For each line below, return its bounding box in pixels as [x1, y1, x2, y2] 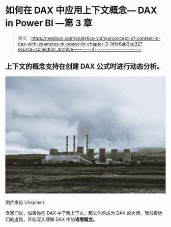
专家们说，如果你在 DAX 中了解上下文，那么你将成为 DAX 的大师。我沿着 [5, 210, 158, 216]
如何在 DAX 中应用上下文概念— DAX [5, 5, 158, 16]
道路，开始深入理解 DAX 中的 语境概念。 [14, 216, 98, 222]
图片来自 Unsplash [5, 199, 44, 205]
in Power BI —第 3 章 [5, 17, 93, 29]
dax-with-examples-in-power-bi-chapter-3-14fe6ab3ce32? [17, 41, 142, 47]
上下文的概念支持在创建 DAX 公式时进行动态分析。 [5, 62, 164, 71]
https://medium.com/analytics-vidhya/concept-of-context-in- [31, 35, 161, 41]
